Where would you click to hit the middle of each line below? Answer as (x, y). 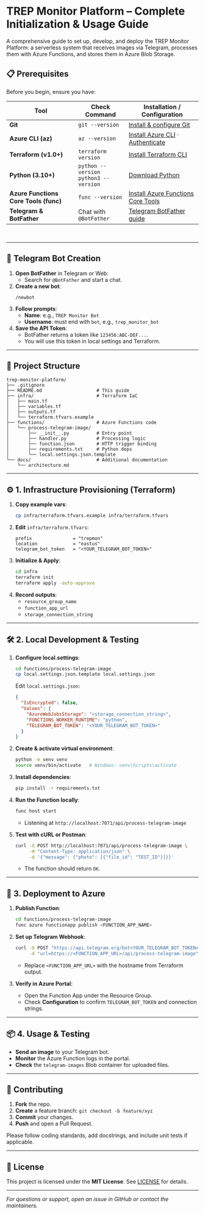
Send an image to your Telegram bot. (62, 1052)
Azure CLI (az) (31, 138)
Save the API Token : (41, 328)
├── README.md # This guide (68, 391)
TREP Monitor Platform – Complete (95, 11)
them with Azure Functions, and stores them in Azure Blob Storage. (91, 54)
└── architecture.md (43, 465)
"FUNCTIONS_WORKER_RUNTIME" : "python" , (77, 720)
